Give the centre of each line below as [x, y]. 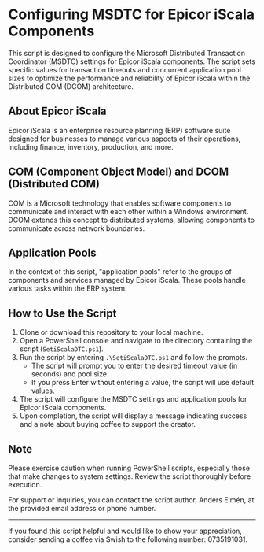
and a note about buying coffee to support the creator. [108, 424]
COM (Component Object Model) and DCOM [119, 172]
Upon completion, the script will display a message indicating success [133, 416]
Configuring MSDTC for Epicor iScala [132, 15]
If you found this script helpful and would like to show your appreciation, [125, 531]
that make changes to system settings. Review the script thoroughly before [130, 476]
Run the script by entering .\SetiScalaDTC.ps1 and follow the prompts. [133, 358]
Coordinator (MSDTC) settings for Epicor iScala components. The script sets [132, 61]
